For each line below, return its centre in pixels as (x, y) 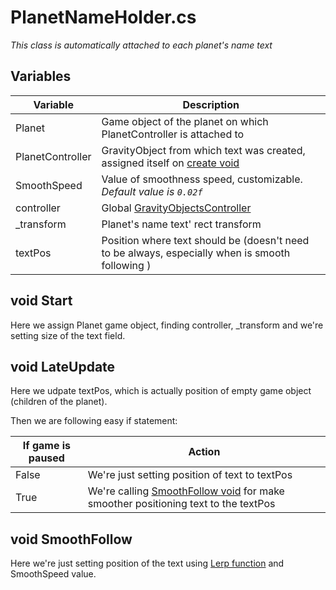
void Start (41, 301)
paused (46, 458)
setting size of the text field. (68, 335)
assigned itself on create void (170, 163)
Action (204, 452)
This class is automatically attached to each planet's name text (141, 45)
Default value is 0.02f (152, 191)
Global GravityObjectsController (176, 208)
